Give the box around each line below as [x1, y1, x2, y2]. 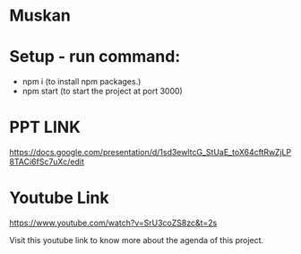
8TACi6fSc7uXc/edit [9, 156, 85, 167]
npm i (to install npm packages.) [21, 76, 142, 87]
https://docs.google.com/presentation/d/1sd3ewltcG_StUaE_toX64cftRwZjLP [9, 147, 292, 158]
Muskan [9, 5, 72, 26]
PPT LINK [9, 118, 81, 137]
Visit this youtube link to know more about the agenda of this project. [9, 235, 264, 245]
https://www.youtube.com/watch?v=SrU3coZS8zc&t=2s [9, 217, 218, 228]
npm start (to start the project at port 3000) [21, 86, 184, 97]
